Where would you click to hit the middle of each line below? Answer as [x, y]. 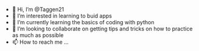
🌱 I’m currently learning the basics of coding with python [83, 22]
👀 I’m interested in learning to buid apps [62, 16]
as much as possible [38, 35]
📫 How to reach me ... [40, 42]
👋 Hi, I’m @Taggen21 [38, 9]
